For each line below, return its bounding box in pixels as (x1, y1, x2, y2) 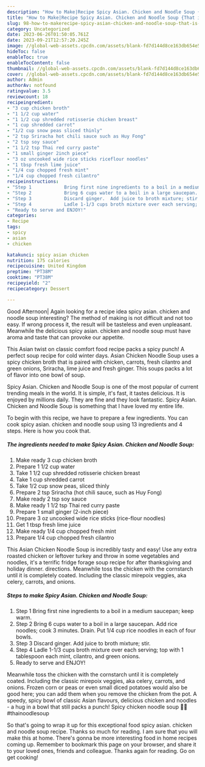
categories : (7, 212, 37, 219)
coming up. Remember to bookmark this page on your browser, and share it (7, 740, 196, 748)
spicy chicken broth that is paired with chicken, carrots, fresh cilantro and (7, 358, 192, 366)
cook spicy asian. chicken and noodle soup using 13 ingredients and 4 (7, 420, 183, 428)
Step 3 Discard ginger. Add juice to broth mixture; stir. (15, 639, 151, 647)
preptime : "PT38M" (7, 269, 54, 275)
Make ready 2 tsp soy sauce (15, 495, 87, 502)
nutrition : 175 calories (7, 257, 70, 263)
